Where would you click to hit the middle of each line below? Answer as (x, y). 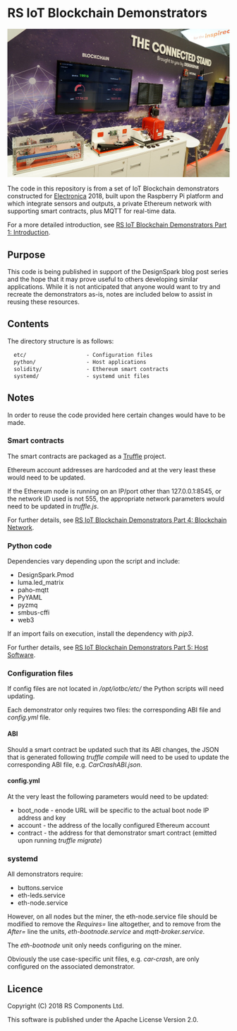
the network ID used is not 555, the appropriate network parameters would (116, 499)
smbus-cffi (34, 613)
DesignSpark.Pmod (45, 575)
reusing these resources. (43, 302)
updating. (21, 696)
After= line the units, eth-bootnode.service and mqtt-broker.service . (106, 932)
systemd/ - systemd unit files (82, 376)
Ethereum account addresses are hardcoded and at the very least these (112, 469)
